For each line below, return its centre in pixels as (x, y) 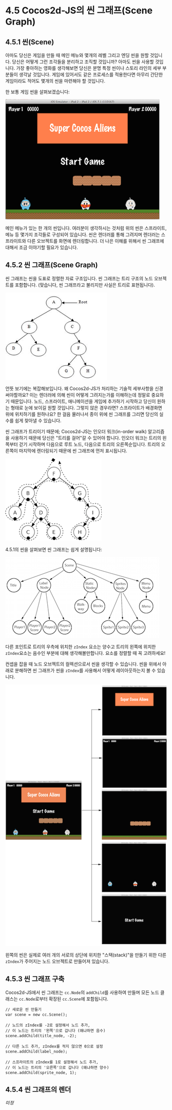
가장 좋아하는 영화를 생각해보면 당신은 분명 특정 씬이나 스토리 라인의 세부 (89, 68)
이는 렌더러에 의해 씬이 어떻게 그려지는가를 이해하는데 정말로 (90, 395)
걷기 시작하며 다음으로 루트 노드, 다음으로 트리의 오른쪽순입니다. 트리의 (89, 444)
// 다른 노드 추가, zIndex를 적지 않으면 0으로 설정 (54, 1046)
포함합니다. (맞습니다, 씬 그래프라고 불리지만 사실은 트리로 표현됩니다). (85, 285)
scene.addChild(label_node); (36, 1051)
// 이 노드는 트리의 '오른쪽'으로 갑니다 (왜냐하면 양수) (57, 1067)
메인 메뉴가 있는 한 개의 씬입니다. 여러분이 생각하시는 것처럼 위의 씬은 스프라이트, (86, 228)
